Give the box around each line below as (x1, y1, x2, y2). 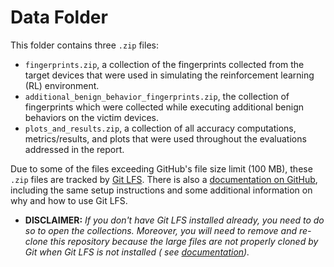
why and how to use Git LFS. (10, 194, 128, 206)
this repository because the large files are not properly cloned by (49, 235, 319, 247)
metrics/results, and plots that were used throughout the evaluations (24, 132, 307, 145)
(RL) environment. (24, 79, 100, 91)
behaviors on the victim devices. (24, 111, 160, 123)
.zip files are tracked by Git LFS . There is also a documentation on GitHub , (10, 173, 318, 185)
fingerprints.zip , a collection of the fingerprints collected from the (24, 58, 305, 70)
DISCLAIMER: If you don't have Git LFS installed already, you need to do (24, 214, 325, 226)
